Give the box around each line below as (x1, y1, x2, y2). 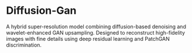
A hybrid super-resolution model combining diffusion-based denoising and (6, 23, 186, 30)
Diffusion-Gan (6, 4, 77, 17)
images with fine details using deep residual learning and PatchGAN (6, 35, 170, 42)
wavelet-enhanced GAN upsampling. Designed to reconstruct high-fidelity (6, 29, 186, 36)
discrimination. (6, 41, 42, 48)
